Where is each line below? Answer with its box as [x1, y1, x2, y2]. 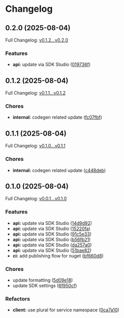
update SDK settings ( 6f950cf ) [12, 282, 77, 288]
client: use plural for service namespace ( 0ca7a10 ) [12, 307, 119, 313]
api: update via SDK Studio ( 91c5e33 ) [12, 231, 91, 237]
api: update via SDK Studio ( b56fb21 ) [12, 236, 91, 242]
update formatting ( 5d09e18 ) [12, 277, 73, 283]
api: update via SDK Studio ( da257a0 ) [12, 242, 92, 248]
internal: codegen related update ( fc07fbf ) [12, 114, 103, 120]
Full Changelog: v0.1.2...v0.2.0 [5, 37, 69, 43]
